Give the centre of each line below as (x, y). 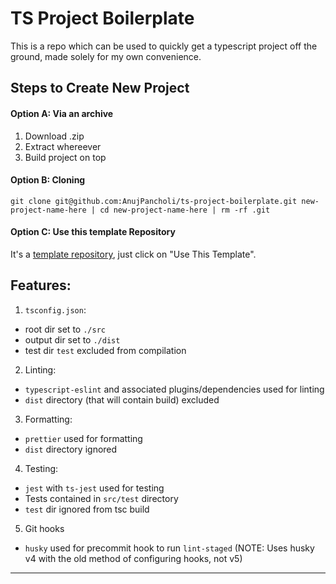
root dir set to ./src (65, 329)
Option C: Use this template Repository (93, 232)
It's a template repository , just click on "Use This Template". (133, 254)
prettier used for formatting (83, 438)
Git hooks (44, 528)
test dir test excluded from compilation (105, 350)
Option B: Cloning (48, 180)
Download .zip (54, 136)
